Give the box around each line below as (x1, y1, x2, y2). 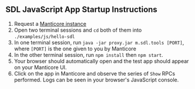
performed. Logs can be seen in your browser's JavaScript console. (14, 76, 179, 83)
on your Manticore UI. (14, 64, 67, 71)
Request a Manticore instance (14, 20, 86, 27)
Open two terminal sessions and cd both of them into (14, 26, 142, 33)
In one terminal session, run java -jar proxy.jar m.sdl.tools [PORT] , (14, 39, 184, 46)
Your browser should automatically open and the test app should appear (14, 57, 189, 64)
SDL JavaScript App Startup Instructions (5, 5, 158, 15)
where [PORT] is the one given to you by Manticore (14, 45, 136, 52)
